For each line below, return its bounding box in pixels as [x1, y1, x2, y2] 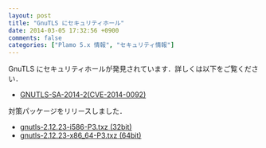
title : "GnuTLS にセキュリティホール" [8, 19, 125, 27]
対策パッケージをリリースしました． [8, 107, 127, 116]
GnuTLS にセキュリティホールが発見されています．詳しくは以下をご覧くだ [8, 64, 252, 74]
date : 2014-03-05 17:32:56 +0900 [8, 26, 119, 34]
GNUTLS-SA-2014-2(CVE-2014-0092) [19, 90, 147, 99]
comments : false [8, 33, 62, 42]
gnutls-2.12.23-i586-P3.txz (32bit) [19, 123, 133, 132]
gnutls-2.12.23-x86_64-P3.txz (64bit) [19, 130, 142, 140]
